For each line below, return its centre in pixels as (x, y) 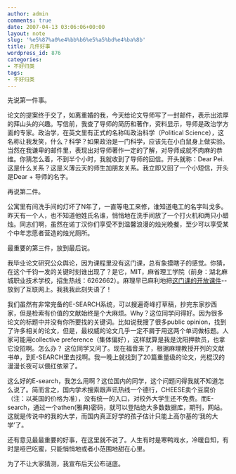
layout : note (26, 33)
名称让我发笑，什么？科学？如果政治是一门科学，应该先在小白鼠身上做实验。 (118, 142)
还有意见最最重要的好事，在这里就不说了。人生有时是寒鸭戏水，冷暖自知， (115, 440)
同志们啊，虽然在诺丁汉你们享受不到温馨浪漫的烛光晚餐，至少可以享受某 (124, 224)
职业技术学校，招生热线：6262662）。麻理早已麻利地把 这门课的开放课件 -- (120, 281)
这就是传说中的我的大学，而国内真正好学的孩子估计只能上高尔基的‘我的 (110, 416)
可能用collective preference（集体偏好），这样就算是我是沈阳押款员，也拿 (119, 339)
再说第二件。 (26, 192)
